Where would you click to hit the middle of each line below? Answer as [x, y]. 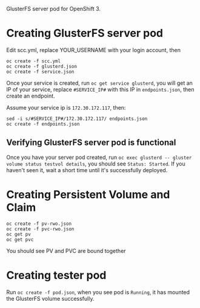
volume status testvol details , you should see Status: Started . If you [96, 164]
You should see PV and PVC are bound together [66, 250]
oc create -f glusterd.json [42, 66]
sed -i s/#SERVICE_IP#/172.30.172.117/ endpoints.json [77, 119]
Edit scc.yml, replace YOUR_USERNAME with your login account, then [93, 50]
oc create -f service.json [40, 72]
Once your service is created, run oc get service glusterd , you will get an [99, 83]
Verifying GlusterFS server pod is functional [91, 143]
